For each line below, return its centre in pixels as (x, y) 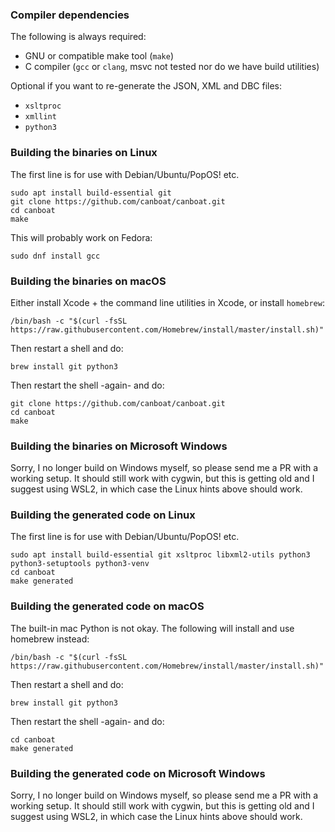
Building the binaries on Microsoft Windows (119, 446)
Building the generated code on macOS (107, 606)
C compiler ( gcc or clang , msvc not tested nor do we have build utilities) (172, 67)
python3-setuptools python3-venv (80, 564)
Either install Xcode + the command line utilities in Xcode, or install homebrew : (167, 302)
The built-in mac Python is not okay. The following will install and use (152, 628)
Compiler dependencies (70, 15)
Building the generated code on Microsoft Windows (138, 773)
